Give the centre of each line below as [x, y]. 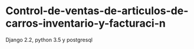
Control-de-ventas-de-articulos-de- [97, 11]
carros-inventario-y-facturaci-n [86, 23]
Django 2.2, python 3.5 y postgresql [49, 40]
